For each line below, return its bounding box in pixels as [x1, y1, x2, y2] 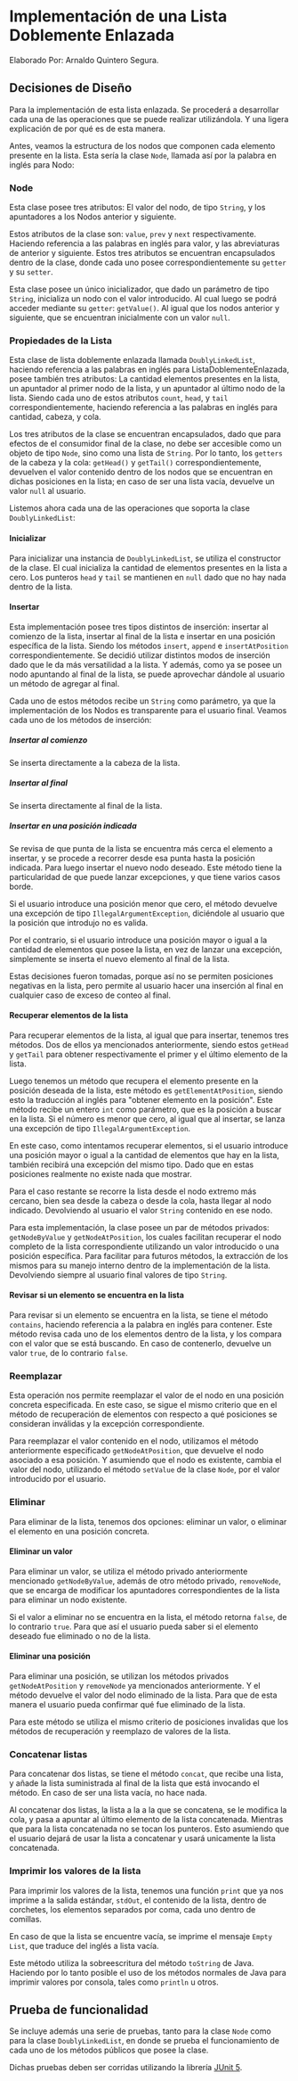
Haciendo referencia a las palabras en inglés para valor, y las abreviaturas [9, 238, 280, 249]
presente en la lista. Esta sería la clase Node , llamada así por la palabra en [9, 150, 278, 160]
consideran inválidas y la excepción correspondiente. [9, 1419, 205, 1429]
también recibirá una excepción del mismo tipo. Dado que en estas [9, 1159, 254, 1170]
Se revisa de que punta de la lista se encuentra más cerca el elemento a [9, 843, 273, 853]
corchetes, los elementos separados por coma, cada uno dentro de [9, 1904, 256, 1914]
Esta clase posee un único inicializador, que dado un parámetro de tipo [9, 284, 270, 295]
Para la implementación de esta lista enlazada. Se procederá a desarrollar [9, 104, 279, 115]
